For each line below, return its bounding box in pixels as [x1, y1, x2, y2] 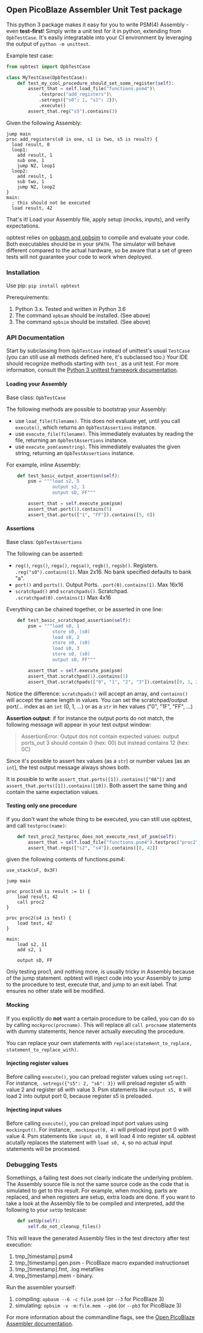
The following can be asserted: [6, 550, 83, 557]
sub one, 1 [17, 157, 45, 163]
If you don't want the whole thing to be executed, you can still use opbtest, [6, 815, 192, 822]
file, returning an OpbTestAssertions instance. [14, 436, 128, 444]
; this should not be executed [11, 200, 91, 206]
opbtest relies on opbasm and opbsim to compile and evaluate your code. [6, 234, 190, 241]
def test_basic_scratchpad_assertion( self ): [17, 617, 131, 623]
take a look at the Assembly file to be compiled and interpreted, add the [6, 1200, 185, 1207]
